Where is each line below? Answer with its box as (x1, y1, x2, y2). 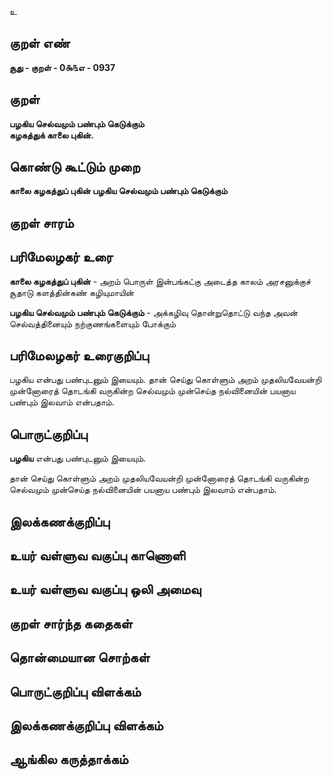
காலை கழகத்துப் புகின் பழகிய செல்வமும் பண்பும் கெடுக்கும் (9, 185, 228, 197)
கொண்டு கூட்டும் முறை (9, 159, 141, 176)
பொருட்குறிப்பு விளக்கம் (9, 683, 142, 700)
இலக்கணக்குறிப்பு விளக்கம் (9, 717, 164, 734)
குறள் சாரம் (9, 214, 74, 231)
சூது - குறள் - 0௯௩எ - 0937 (9, 61, 116, 73)
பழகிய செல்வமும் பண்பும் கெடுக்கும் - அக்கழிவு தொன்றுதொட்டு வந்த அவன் (9, 306, 299, 318)
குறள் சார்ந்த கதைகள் (9, 615, 133, 632)
